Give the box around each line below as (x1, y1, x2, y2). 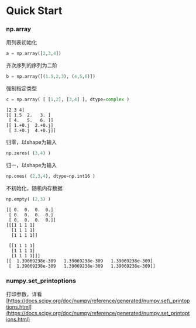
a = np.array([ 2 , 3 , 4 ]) (6, 51, 61, 57)
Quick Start (6, 4, 63, 18)
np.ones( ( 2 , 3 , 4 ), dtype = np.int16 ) (6, 173, 95, 179)
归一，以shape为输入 (6, 161, 57, 168)
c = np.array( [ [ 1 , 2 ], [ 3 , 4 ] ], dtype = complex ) (6, 96, 130, 103)
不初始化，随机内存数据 (6, 184, 63, 191)
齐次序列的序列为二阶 (6, 62, 57, 69)
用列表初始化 (6, 39, 37, 46)
